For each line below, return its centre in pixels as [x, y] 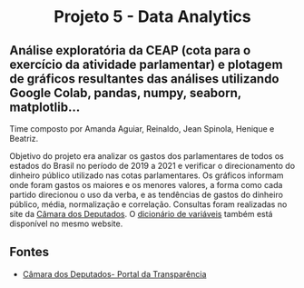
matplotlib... [45, 107]
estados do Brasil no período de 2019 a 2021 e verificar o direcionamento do [152, 166]
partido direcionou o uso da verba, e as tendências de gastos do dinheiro [147, 194]
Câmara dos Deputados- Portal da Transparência [114, 273]
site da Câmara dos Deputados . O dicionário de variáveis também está [141, 214]
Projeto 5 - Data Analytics [152, 17]
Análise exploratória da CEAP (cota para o [130, 50]
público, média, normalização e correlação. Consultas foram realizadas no [148, 204]
